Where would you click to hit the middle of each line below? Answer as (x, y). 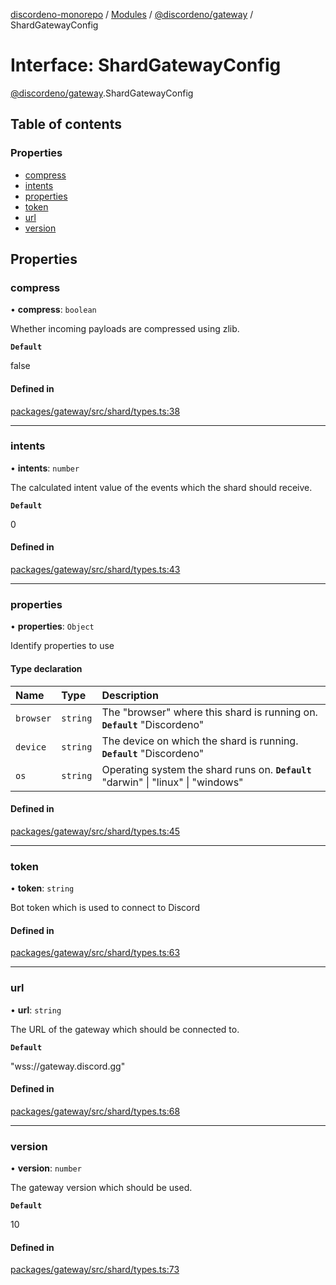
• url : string (36, 1010)
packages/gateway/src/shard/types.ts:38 (95, 411)
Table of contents (66, 124)
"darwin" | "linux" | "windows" (172, 782)
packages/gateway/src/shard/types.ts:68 (95, 1111)
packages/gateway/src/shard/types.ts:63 (95, 953)
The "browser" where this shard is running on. (209, 712)
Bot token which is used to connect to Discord (105, 908)
